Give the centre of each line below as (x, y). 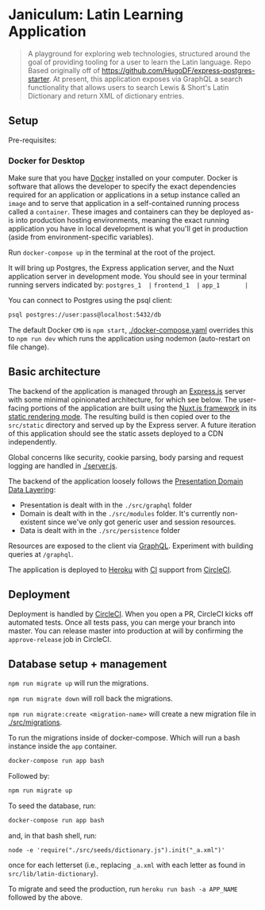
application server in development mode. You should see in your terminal (128, 277)
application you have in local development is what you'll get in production (128, 229)
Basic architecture (54, 372)
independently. (33, 441)
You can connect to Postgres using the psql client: (90, 301)
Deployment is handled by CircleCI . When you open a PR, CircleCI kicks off (131, 613)
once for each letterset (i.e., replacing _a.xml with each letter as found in (127, 865)
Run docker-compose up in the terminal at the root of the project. (112, 253)
